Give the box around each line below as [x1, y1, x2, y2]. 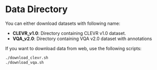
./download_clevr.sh [5, 55, 49, 60]
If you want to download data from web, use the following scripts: [5, 45, 142, 51]
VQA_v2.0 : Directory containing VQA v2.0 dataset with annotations [12, 36, 152, 42]
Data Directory [5, 4, 68, 15]
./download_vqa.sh [5, 60, 44, 65]
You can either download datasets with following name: [5, 20, 120, 26]
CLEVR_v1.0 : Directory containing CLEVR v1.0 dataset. [12, 30, 126, 36]
